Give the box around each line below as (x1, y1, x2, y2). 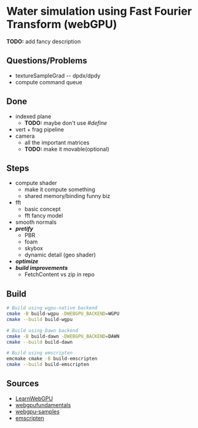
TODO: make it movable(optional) (24, 145, 109, 153)
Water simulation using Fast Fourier (6, 4, 192, 18)
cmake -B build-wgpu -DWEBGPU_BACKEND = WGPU (6, 311, 120, 317)
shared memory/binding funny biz (24, 192, 111, 200)
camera (15, 132, 35, 140)
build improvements (15, 264, 68, 272)
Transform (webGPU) (6, 17, 117, 31)
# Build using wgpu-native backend (6, 305, 98, 311)
